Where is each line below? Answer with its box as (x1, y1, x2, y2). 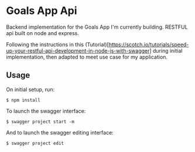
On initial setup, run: (6, 86, 54, 93)
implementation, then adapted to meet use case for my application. (6, 53, 168, 60)
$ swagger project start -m (6, 119, 75, 125)
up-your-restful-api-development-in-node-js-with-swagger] (6, 47, 152, 54)
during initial (152, 47, 183, 54)
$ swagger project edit (6, 140, 64, 146)
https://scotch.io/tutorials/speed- (108, 41, 189, 48)
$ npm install (6, 97, 41, 103)
